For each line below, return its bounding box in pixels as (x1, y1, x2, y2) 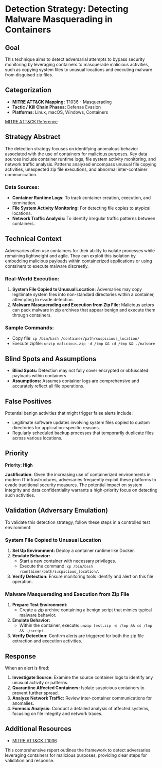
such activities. (5, 492, 36, 498)
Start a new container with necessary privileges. (19, 558, 117, 564)
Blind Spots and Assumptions (5, 354, 96, 363)
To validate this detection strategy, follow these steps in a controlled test (5, 519, 150, 525)
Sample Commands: (5, 324, 54, 331)
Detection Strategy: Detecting (5, 3, 129, 15)
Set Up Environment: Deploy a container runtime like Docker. (12, 548, 135, 553)
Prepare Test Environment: (12, 602, 68, 608)
